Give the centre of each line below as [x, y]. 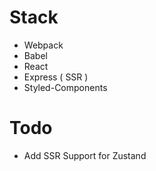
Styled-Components [65, 87]
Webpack [43, 45]
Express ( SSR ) [56, 77]
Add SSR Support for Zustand [85, 155]
